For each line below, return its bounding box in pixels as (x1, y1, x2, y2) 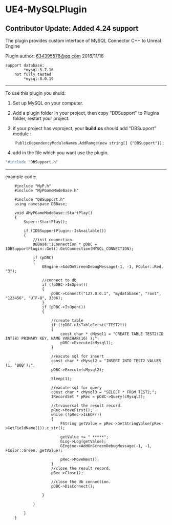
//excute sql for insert (51, 353, 104, 359)
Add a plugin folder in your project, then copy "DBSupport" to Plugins (12, 110, 160, 116)
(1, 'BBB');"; (5, 363, 36, 368)
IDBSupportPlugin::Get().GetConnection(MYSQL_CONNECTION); (5, 246, 134, 251)
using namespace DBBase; (14, 201, 68, 206)
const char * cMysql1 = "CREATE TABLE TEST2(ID (60, 331, 164, 337)
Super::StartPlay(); (24, 219, 68, 224)
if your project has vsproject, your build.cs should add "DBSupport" (12, 125, 157, 131)
